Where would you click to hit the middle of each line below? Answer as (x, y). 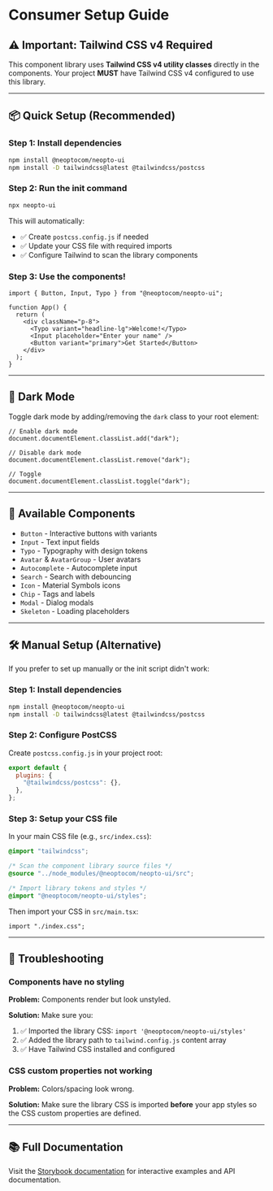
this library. (27, 82)
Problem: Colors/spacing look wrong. (71, 1089)
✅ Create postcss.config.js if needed (84, 237)
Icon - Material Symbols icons (70, 585)
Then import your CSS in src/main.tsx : (74, 911)
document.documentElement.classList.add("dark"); (94, 438)
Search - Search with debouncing (76, 576)
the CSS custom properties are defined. (75, 1113)
